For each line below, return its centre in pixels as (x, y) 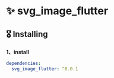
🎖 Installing (27, 34)
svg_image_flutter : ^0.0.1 (45, 69)
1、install (18, 52)
